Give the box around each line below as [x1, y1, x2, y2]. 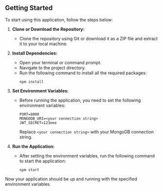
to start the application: [19, 158, 66, 164]
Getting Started [5, 4, 53, 12]
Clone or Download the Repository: [12, 26, 85, 32]
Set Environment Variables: [12, 87, 69, 94]
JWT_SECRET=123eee [19, 120, 57, 125]
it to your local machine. [19, 41, 68, 47]
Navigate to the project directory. [19, 65, 86, 70]
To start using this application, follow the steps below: [5, 17, 113, 22]
